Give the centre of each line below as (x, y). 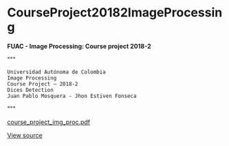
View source (25, 135)
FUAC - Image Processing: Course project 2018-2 (79, 46)
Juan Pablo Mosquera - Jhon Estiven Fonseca (72, 96)
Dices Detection (30, 90)
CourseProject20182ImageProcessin (115, 13)
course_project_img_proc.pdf (49, 122)
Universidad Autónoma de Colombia (57, 72)
